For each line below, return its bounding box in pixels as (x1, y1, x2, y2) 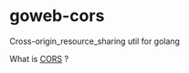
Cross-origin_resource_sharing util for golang (9, 36, 181, 47)
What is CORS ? (9, 53, 69, 64)
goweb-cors (9, 5, 105, 26)
